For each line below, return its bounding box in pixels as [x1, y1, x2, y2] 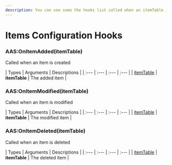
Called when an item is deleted [5, 139, 71, 145]
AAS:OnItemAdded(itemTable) [5, 48, 83, 55]
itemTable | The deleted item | [5, 154, 69, 160]
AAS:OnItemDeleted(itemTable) [5, 128, 85, 135]
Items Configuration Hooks [5, 29, 123, 41]
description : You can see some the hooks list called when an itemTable [5, 7, 164, 13]
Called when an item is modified [5, 99, 73, 106]
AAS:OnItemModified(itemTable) [5, 88, 89, 95]
